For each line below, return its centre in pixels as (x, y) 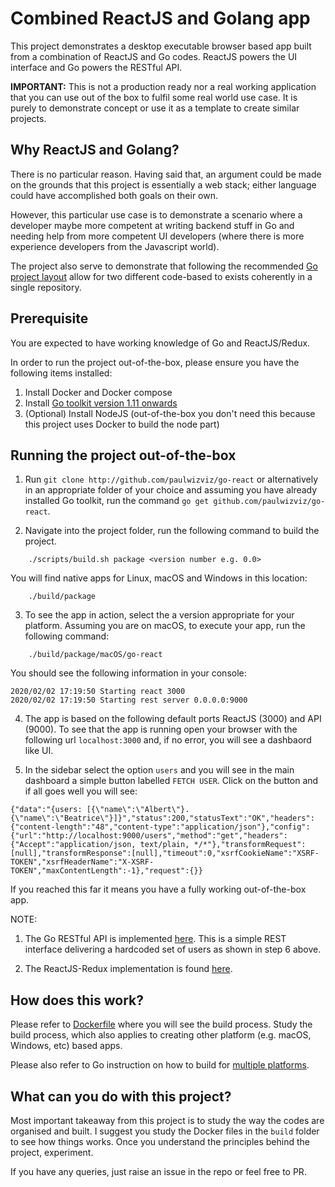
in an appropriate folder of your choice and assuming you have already (171, 490)
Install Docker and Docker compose (98, 392)
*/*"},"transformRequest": (250, 845)
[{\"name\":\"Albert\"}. (138, 810)
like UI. (39, 751)
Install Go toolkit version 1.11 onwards (101, 403)
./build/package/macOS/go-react (95, 655)
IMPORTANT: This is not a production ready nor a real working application (163, 86)
